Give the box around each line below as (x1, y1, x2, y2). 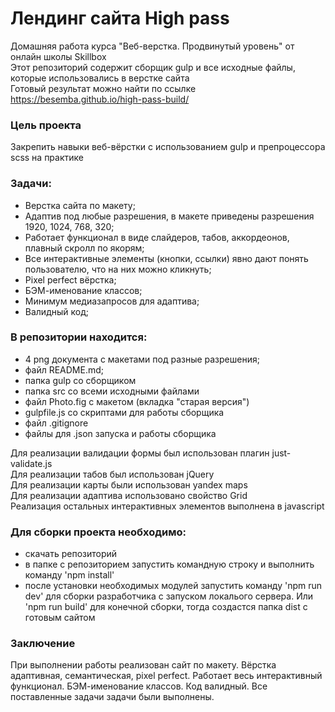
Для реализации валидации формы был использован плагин (10, 447, 270, 459)
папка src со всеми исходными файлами (24, 385, 200, 397)
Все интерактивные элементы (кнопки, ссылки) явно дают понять (24, 252, 309, 264)
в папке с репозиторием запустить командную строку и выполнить (24, 558, 315, 571)
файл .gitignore (24, 417, 89, 429)
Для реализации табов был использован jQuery (10, 468, 215, 480)
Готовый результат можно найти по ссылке (10, 82, 197, 94)
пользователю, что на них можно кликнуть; (24, 263, 212, 275)
